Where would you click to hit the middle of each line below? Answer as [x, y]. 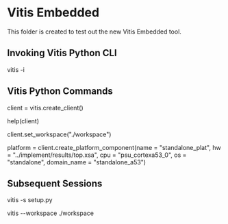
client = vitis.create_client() [45, 108]
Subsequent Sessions [55, 183]
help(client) [23, 121]
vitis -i [16, 69]
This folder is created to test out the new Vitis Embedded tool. [94, 32]
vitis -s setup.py [30, 200]
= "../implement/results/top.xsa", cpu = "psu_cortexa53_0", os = [97, 155]
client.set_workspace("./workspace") [59, 134]
